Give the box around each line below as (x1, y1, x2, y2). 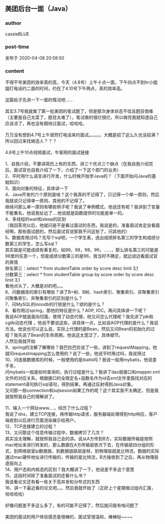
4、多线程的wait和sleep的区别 (5, 216, 66, 222)
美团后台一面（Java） (5, 4, 72, 13)
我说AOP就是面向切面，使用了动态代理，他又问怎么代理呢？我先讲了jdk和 (5, 314, 154, 320)
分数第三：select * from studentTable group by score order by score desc (5, 272, 155, 277)
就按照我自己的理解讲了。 (5, 394, 57, 400)
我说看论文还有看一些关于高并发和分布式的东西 (5, 479, 100, 485)
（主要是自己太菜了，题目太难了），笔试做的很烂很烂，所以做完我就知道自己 (5, 115, 158, 121)
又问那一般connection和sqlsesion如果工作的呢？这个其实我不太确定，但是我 (5, 388, 159, 394)
